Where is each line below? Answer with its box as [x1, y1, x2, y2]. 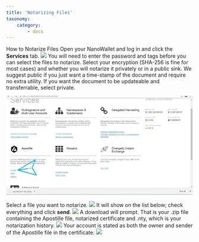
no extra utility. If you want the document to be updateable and [6, 78, 160, 85]
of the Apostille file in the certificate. [6, 229, 95, 236]
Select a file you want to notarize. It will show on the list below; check [6, 201, 184, 208]
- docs [27, 29, 44, 34]
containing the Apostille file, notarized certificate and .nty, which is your [6, 215, 182, 222]
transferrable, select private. [6, 84, 76, 92]
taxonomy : [6, 15, 31, 22]
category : [17, 22, 41, 28]
